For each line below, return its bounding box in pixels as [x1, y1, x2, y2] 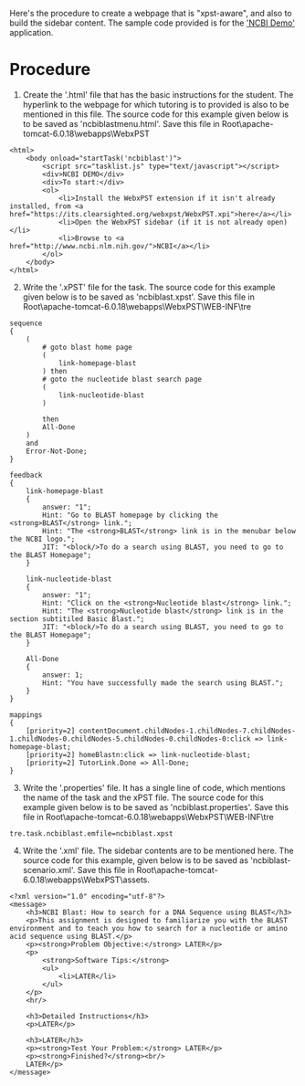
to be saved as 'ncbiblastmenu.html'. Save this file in [22, 118, 221, 129]
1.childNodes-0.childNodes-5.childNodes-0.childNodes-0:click [9, 734, 251, 743]
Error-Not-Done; [26, 447, 89, 456]
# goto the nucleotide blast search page [42, 374, 203, 384]
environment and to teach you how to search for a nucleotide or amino [9, 923, 288, 933]
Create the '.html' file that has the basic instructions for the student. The [22, 89, 294, 100]
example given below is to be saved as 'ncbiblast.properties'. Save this [22, 801, 289, 812]
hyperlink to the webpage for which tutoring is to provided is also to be [22, 99, 289, 110]
